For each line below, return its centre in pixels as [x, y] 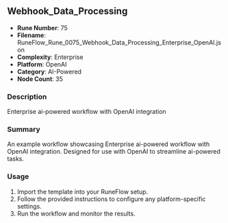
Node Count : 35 [40, 79]
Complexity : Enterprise [50, 57]
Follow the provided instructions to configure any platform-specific [111, 199]
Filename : [31, 35]
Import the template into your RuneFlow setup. [83, 191]
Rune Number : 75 [42, 27]
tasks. [16, 159]
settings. [29, 206]
